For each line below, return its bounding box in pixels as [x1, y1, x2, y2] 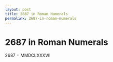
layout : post [5, 7, 31, 12]
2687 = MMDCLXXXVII [5, 52, 51, 58]
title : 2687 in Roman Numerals [5, 12, 68, 16]
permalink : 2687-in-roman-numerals [5, 16, 77, 21]
